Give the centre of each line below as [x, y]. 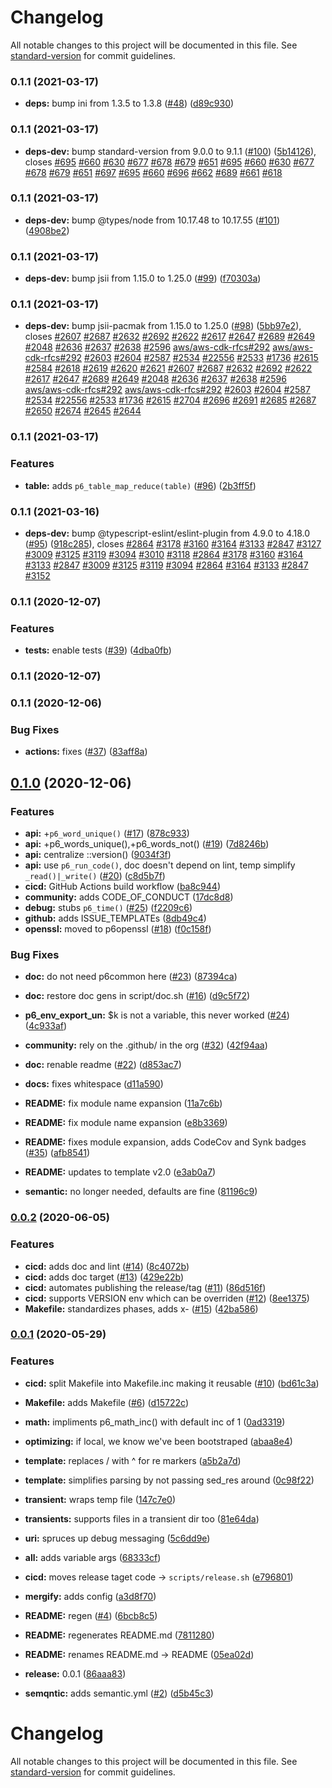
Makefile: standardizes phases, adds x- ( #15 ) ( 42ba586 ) [141, 1308]
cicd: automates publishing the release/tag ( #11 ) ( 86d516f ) [145, 1287]
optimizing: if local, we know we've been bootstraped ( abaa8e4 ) [158, 1441]
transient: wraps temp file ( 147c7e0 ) [100, 1499]
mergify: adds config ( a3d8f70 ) [90, 1596]
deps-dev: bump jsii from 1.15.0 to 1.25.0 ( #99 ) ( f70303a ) [143, 278]
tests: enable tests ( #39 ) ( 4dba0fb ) [98, 650]
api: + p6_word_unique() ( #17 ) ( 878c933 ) [107, 833]
